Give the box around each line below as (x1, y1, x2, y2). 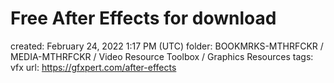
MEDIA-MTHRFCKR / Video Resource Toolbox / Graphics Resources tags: (10, 50, 314, 62)
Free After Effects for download (10, 7, 277, 30)
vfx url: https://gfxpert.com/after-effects (10, 61, 177, 73)
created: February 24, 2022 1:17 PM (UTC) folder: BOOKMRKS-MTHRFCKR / (10, 40, 324, 52)
